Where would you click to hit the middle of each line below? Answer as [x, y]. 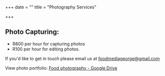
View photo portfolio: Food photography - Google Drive [61, 68]
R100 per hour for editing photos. [46, 49]
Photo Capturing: [32, 32]
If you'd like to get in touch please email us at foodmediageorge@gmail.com [82, 58]
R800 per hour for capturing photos [49, 44]
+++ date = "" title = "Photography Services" [51, 7]
